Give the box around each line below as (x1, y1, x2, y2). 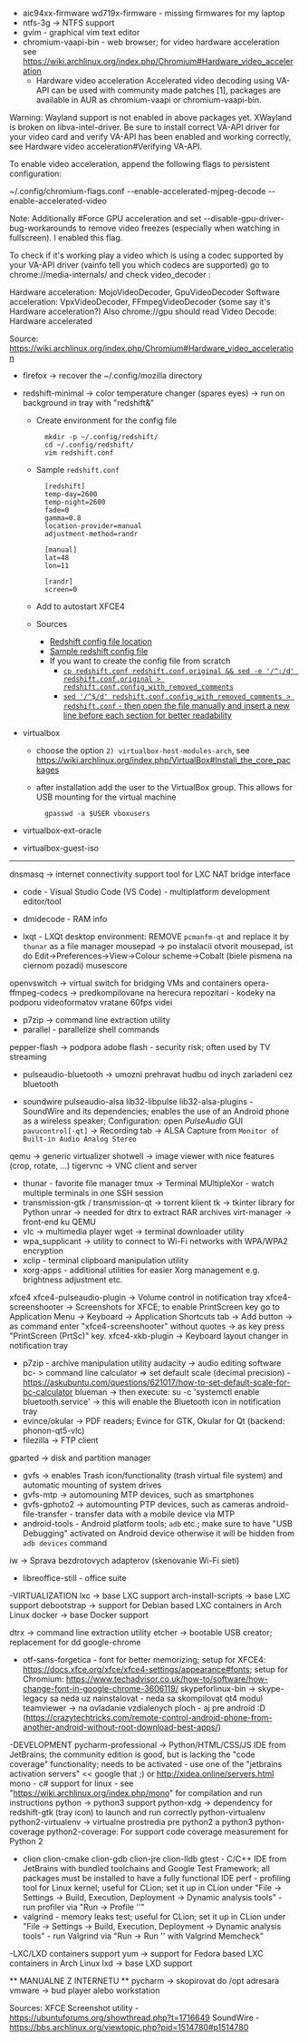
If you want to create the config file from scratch (49, 655, 231, 666)
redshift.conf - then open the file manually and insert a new (63, 701, 290, 711)
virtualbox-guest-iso (22, 843, 100, 853)
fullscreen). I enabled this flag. (9, 232, 123, 243)
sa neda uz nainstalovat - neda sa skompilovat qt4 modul (49, 1693, 263, 1703)
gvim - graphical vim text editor (22, 27, 140, 37)
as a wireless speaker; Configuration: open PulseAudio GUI (22, 1115, 244, 1126)
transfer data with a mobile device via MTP (75, 1508, 236, 1519)
